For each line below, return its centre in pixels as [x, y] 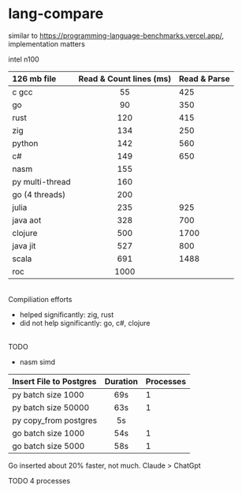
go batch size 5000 [48, 446]
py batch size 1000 [48, 394]
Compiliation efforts [40, 299]
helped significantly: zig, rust [67, 314]
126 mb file [34, 78]
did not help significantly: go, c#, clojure [85, 323]
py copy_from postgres [54, 420]
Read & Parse [204, 78]
